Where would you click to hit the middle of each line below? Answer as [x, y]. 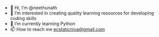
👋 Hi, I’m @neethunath [34, 8]
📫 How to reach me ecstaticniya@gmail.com [58, 29]
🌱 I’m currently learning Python [43, 23]
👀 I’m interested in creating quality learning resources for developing [82, 13]
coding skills [23, 18]
